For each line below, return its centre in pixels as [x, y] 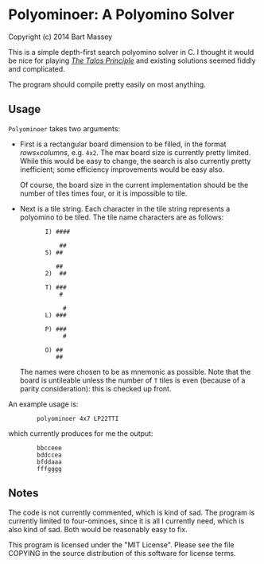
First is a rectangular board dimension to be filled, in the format [123, 144]
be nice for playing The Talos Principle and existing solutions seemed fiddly [132, 60]
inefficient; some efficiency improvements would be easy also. [122, 169]
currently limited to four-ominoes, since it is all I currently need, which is [126, 521]
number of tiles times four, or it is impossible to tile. [103, 193]
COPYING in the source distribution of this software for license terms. [122, 553]
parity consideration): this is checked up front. [95, 388]
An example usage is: [43, 404]
